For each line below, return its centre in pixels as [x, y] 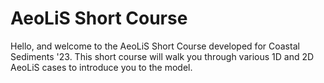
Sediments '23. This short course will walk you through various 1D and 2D [162, 56]
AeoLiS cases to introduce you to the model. [101, 67]
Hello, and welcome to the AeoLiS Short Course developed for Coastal [155, 46]
